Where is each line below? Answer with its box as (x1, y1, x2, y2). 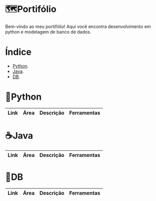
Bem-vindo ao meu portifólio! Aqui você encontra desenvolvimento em (5, 23, 151, 30)
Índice (5, 47, 31, 58)
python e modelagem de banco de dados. (5, 29, 91, 35)
